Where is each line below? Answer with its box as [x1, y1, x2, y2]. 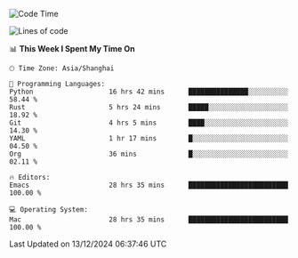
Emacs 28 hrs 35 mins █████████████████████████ [9, 181, 289, 189]
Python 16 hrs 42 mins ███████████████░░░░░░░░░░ [9, 87, 289, 96]
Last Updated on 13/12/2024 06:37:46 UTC [9, 238, 167, 249]
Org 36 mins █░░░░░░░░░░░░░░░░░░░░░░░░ [9, 149, 289, 158]
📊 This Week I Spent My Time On [9, 44, 135, 53]
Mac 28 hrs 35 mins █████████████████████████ [9, 215, 289, 224]
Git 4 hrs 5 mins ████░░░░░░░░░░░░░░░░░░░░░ [9, 118, 289, 127]
